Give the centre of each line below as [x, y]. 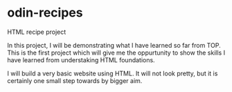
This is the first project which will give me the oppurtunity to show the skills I [116, 53]
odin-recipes [45, 13]
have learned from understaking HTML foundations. [81, 59]
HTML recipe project [37, 32]
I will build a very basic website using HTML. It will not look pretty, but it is [113, 73]
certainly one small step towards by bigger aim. [75, 80]
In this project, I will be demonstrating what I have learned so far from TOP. [114, 45]
